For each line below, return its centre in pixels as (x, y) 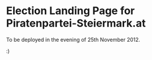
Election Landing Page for (70, 11)
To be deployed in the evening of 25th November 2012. (73, 39)
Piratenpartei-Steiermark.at (76, 23)
